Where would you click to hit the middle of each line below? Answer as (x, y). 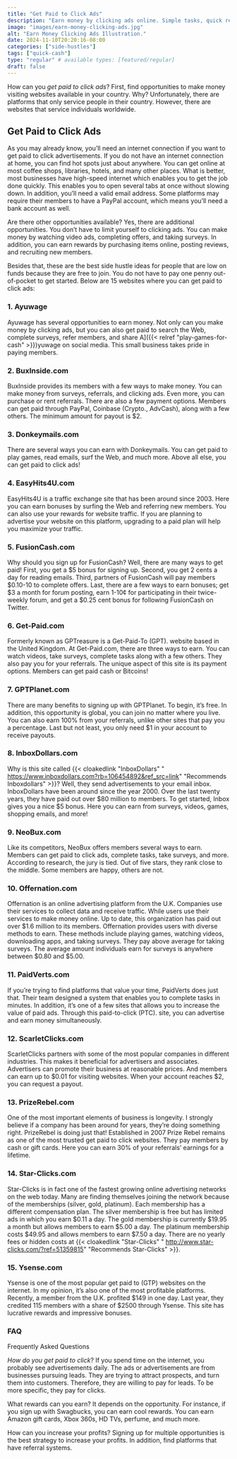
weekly (18, 600)
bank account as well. (39, 209)
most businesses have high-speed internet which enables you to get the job (117, 178)
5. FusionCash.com (41, 547)
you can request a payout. (45, 1084)
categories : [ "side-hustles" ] (52, 47)
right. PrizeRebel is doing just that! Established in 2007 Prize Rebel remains (116, 1133)
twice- (207, 592)
